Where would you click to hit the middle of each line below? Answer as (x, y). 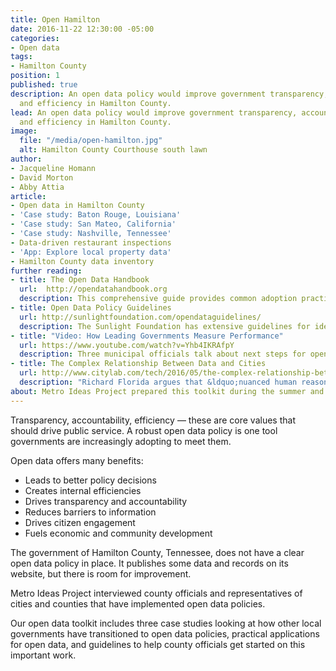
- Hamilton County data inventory (82, 261)
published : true (44, 85)
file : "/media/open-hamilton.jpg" (91, 141)
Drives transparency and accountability (106, 501)
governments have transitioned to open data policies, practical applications (165, 633)
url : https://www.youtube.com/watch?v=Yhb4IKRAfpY (127, 345)
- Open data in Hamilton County (77, 206)
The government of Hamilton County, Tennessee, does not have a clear (157, 552)
